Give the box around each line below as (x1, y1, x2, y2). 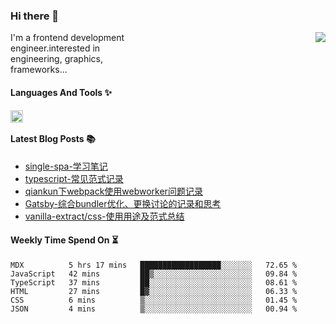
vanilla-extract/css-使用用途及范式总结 (24, 210, 185, 222)
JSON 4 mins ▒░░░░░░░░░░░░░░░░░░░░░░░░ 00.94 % (10, 304, 298, 314)
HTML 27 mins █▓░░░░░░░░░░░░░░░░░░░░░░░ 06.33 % (10, 286, 298, 296)
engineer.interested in (10, 42, 101, 54)
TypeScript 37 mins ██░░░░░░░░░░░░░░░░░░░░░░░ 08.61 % (10, 277, 298, 288)
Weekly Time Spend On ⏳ (10, 234, 119, 246)
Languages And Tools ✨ (10, 86, 112, 98)
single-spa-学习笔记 (24, 160, 108, 172)
